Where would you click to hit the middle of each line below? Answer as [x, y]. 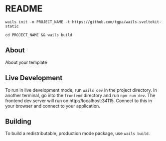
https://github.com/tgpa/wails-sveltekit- [117, 22]
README [24, 9]
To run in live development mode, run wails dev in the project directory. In [81, 90]
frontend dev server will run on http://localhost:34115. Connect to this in [79, 101]
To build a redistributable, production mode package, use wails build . [78, 134]
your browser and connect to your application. [53, 106]
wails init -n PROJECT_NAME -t [38, 22]
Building [18, 121]
